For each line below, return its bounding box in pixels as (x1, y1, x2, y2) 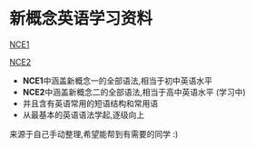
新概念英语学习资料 (9, 8, 153, 29)
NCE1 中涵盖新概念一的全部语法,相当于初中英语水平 (22, 74, 213, 86)
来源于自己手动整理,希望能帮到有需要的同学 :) (9, 128, 179, 139)
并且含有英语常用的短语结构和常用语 (22, 97, 159, 109)
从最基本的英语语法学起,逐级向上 (22, 109, 145, 120)
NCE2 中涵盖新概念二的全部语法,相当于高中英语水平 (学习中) (22, 86, 247, 97)
